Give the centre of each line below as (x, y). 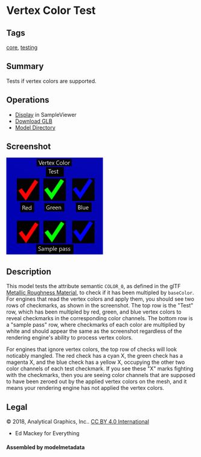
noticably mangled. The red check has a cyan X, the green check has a (94, 356)
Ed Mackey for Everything (47, 433)
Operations (28, 100)
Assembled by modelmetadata (46, 447)
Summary (25, 66)
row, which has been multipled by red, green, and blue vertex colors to (94, 312)
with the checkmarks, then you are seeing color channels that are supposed (101, 375)
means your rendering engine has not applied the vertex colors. (85, 388)
